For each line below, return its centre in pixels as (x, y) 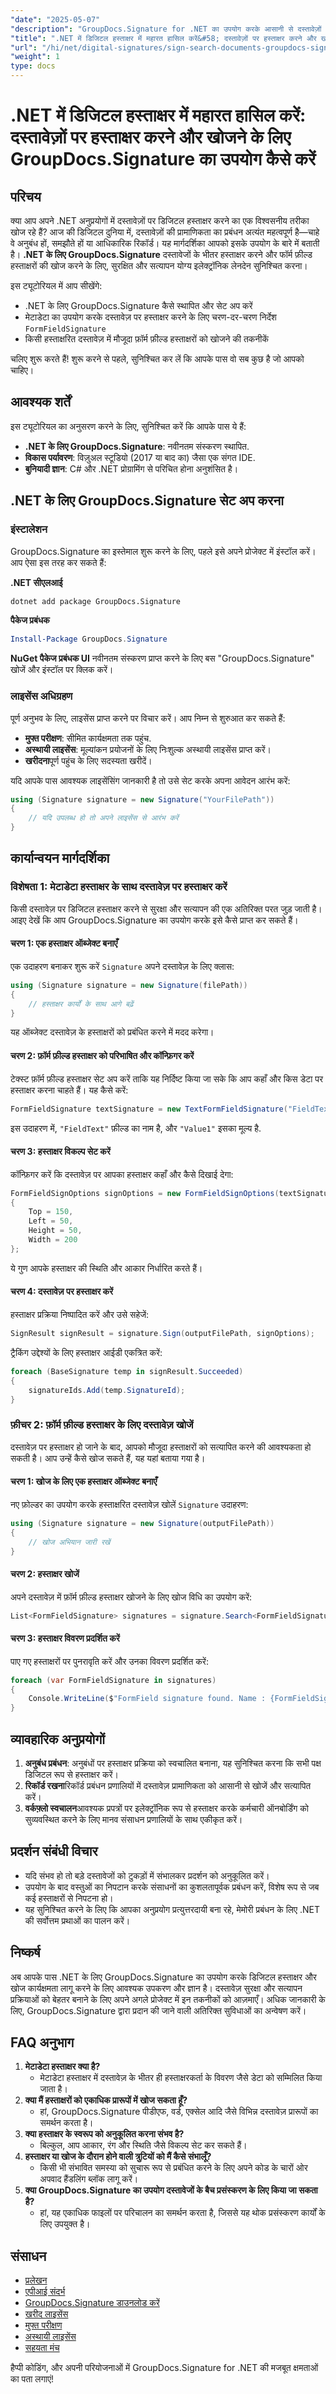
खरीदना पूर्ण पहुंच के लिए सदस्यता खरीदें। (88, 760)
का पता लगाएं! (32, 2379)
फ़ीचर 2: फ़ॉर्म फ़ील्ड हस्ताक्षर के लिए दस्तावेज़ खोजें (102, 1425)
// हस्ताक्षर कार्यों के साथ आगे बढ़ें (81, 1004)
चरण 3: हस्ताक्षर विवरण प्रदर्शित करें (65, 1638)
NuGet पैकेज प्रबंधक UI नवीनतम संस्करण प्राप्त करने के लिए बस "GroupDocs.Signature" (162, 658)
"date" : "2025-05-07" (55, 19)
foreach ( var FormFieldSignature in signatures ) (113, 1680)
